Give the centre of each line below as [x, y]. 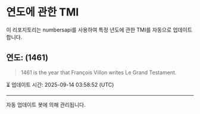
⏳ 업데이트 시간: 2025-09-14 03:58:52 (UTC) [60, 84]
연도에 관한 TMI [43, 12]
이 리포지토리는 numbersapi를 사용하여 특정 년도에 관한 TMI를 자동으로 [89, 30]
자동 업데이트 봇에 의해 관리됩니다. [46, 104]
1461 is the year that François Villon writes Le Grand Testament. [99, 72]
